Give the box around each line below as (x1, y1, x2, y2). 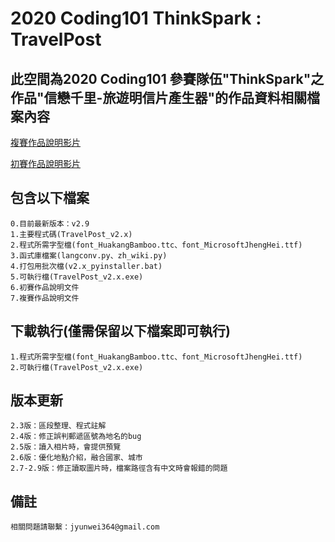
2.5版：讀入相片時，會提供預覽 (10, 442, 122, 452)
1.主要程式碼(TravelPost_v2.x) (10, 229, 133, 239)
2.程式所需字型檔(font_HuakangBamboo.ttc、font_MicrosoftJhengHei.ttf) (10, 240, 303, 250)
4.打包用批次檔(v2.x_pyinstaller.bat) (10, 261, 163, 271)
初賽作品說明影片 (10, 158, 81, 169)
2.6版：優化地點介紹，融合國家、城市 (10, 453, 143, 463)
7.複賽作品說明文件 (10, 293, 80, 303)
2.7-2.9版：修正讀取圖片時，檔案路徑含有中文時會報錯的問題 (10, 463, 228, 474)
